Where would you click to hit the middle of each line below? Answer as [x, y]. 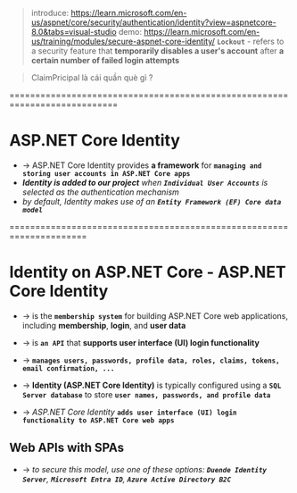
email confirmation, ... [68, 368]
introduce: [50, 13]
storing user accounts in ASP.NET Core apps [106, 173]
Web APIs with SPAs [67, 448]
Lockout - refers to [251, 41]
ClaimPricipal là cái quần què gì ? [92, 78]
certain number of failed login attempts [105, 60]
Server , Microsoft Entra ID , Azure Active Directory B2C [127, 479]
